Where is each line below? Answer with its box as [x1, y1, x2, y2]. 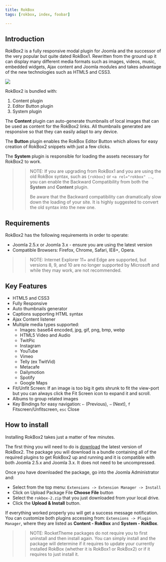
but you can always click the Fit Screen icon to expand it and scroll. [12, 390, 151, 396]
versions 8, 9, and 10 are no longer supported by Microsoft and [29, 262, 160, 268]
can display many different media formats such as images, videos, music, [5, 58, 156, 65]
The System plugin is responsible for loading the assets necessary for [5, 153, 150, 160]
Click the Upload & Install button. [12, 500, 81, 506]
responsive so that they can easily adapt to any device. [5, 129, 119, 135]
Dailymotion [19, 369, 45, 375]
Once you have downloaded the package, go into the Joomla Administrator [5, 469, 160, 475]
